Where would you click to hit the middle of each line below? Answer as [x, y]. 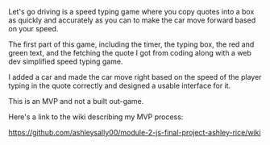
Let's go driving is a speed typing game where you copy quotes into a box [131, 12]
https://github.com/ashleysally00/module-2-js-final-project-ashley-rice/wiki [135, 133]
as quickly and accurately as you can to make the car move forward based [132, 20]
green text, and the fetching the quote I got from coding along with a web [130, 53]
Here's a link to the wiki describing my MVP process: [96, 117]
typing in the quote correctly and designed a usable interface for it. [120, 85]
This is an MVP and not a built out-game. [76, 101]
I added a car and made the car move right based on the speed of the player [135, 77]
